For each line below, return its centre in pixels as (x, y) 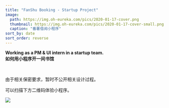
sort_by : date (20, 33)
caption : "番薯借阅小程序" (36, 29)
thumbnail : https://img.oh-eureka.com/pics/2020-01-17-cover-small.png (87, 24)
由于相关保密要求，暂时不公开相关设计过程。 (52, 79)
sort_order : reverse (27, 39)
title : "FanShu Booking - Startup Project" (52, 10)
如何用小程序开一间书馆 (30, 58)
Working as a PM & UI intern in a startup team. (54, 52)
